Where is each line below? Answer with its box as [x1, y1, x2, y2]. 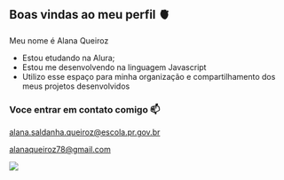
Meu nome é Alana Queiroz [9, 35, 109, 46]
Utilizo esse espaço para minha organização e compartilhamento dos [21, 71, 276, 82]
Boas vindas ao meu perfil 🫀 [9, 7, 170, 22]
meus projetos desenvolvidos [21, 81, 130, 91]
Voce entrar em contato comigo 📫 [9, 103, 161, 115]
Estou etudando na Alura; [21, 52, 115, 63]
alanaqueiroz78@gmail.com [9, 145, 111, 155]
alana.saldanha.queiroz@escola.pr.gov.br [9, 127, 161, 137]
